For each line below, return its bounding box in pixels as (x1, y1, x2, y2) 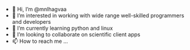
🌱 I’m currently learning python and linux (11, 24, 113, 32)
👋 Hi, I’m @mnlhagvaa (11, 6, 67, 12)
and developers (11, 18, 51, 25)
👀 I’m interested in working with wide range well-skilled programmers (11, 12, 185, 19)
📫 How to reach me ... (11, 37, 68, 45)
